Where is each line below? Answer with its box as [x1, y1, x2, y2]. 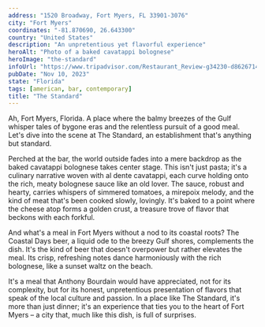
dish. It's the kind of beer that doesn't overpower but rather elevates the [8, 245, 243, 255]
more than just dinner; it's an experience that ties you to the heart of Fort [8, 302, 244, 311]
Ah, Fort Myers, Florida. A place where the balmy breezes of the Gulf [8, 113, 232, 123]
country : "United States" [8, 33, 93, 42]
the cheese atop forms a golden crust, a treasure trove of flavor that [8, 204, 230, 214]
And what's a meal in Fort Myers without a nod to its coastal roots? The [8, 228, 240, 237]
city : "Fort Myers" [8, 19, 73, 27]
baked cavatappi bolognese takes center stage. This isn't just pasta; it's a [8, 162, 247, 172]
